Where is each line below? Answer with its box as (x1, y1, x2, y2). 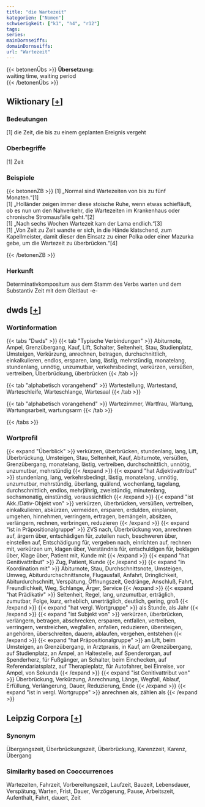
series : (6, 32, 26, 38)
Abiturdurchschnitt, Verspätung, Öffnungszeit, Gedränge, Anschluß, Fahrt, (6, 578, 194, 586)
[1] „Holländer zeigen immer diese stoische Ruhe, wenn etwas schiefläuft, (6, 201, 192, 208)
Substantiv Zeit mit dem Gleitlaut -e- (6, 287, 98, 294)
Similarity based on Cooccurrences (6, 767, 114, 776)
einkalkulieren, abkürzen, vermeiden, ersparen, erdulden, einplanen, (6, 507, 179, 514)
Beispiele (6, 173, 35, 182)
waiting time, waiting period (6, 72, 76, 80)
